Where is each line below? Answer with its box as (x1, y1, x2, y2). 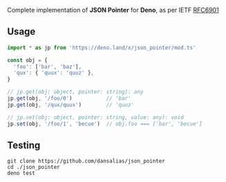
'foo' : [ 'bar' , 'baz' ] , (13, 63, 82, 70)
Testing (7, 139, 41, 151)
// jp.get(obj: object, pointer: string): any (7, 89, 144, 95)
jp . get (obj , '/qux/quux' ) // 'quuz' (7, 101, 135, 108)
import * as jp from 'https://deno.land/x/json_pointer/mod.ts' (7, 44, 196, 51)
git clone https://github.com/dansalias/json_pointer (7, 158, 166, 165)
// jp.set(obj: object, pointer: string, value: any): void (7, 113, 185, 120)
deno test (7, 170, 36, 177)
